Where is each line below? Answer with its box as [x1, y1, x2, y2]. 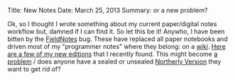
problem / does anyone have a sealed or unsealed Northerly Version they [7, 57, 222, 66]
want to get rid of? [7, 65, 62, 73]
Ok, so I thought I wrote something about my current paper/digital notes [7, 20, 217, 28]
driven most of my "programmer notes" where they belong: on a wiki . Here [7, 42, 226, 50]
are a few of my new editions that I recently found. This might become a [7, 50, 218, 58]
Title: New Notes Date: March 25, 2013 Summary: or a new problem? [7, 6, 208, 14]
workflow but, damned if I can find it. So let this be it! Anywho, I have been [7, 28, 225, 35]
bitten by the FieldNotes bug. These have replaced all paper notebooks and [7, 35, 229, 43]
